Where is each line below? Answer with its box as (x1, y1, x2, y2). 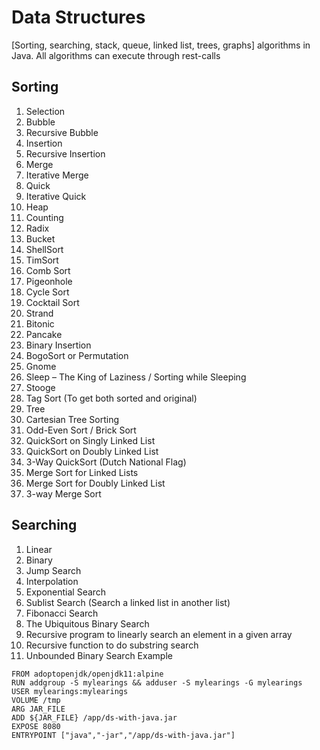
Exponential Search (25, 586, 107, 598)
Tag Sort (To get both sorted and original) (25, 392, 198, 404)
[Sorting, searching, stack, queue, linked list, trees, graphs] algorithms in (11, 39, 311, 51)
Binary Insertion (25, 339, 92, 351)
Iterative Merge (25, 169, 89, 181)
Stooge (25, 381, 56, 393)
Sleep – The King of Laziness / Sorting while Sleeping (25, 371, 247, 383)
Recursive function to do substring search (25, 639, 199, 651)
